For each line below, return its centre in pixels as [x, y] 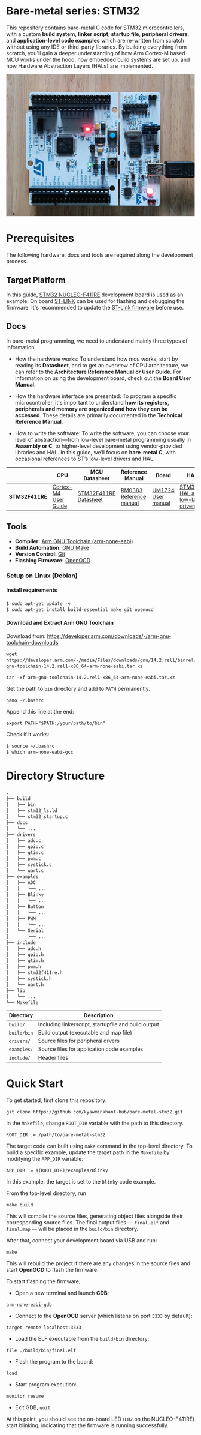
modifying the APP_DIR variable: [45, 1159]
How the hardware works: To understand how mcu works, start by [96, 359]
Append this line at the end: [40, 711]
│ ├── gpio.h [25, 955]
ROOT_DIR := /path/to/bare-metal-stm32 [56, 1135]
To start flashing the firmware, [43, 1281]
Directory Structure [56, 776]
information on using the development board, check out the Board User [103, 378]
